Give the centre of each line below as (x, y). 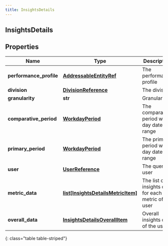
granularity (21, 98)
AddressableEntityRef (89, 75)
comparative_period (32, 119)
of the (149, 226)
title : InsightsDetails (30, 10)
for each (152, 193)
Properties (22, 47)
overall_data (23, 220)
